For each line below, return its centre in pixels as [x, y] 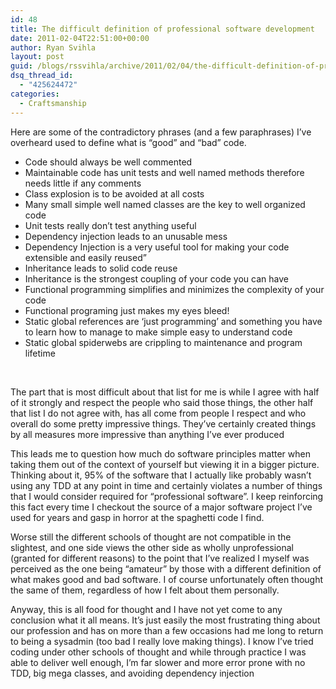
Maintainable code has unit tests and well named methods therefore [164, 172]
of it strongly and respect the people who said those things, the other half [162, 402]
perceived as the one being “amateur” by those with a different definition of [166, 568]
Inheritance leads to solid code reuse [101, 268]
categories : [35, 94]
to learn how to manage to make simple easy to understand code [158, 332]
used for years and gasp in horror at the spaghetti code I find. [137, 517]
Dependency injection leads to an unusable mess [126, 236]
